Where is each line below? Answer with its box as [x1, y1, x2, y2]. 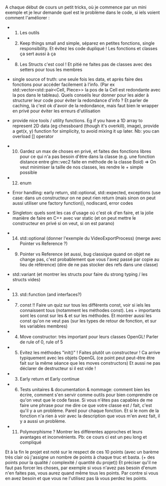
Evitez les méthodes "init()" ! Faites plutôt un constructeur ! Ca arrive [19, 350, 161, 355]
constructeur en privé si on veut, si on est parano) [12, 221, 115, 226]
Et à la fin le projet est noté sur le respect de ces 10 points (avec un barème [5, 449, 159, 455]
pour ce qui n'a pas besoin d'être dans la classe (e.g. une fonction [19, 154, 155, 160]
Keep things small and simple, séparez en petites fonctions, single [19, 40, 155, 46]
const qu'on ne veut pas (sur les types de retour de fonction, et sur [19, 318, 157, 324]
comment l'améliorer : [5, 15, 50, 20]
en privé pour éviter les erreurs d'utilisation [12, 108, 101, 114]
